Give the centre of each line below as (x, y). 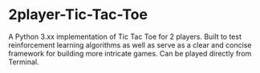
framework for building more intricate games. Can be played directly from (130, 53)
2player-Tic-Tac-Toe (78, 15)
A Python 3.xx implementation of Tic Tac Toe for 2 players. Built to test (125, 36)
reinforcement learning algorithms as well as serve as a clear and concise (130, 44)
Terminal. (24, 62)
